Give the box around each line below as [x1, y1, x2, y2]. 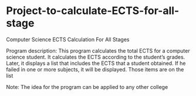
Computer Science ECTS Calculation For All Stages [6, 36, 130, 43]
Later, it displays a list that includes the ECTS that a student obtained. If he [6, 60, 186, 67]
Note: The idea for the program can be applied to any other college [6, 83, 168, 90]
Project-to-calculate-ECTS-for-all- [6, 4, 180, 18]
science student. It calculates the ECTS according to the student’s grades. [6, 53, 185, 60]
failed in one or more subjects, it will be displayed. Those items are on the [6, 66, 184, 73]
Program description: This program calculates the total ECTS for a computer [6, 47, 190, 54]
